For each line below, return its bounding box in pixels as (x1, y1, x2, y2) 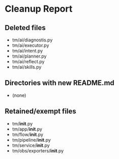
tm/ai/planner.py (12, 53, 47, 59)
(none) (12, 92, 26, 98)
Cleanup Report (5, 3, 73, 15)
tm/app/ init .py (12, 126, 43, 132)
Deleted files (5, 23, 46, 32)
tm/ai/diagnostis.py (12, 37, 53, 43)
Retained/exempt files (5, 107, 77, 116)
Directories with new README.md (5, 78, 115, 87)
